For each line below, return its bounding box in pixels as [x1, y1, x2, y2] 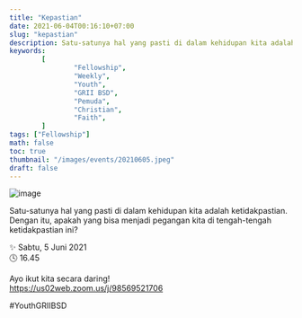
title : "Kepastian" [9, 13, 83, 22]
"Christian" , [73, 105, 123, 114]
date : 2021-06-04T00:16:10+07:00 [9, 22, 135, 31]
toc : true [9, 146, 47, 155]
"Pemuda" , [73, 96, 111, 106]
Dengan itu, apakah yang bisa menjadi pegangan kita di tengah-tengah [9, 215, 272, 225]
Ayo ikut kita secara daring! [9, 273, 111, 284]
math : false [9, 138, 54, 147]
